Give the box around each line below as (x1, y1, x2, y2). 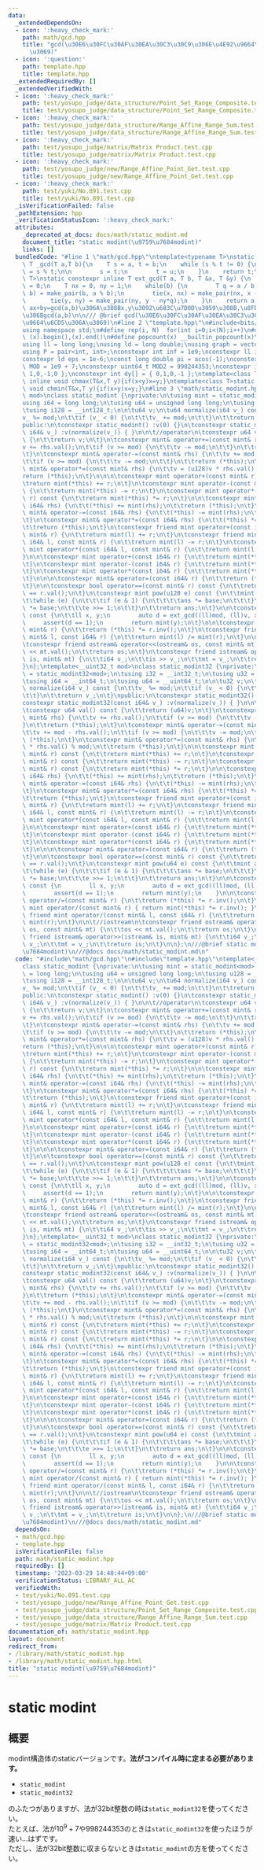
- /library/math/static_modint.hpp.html (8, 1657, 143, 1665)
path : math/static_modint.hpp (15, 1555, 114, 1562)
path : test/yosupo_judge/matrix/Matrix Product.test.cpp (22, 143, 213, 151)
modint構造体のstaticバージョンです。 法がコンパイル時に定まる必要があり (8, 1754, 247, 1763)
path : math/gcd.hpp (22, 33, 86, 42)
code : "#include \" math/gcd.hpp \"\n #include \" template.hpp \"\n (15, 955, 223, 963)
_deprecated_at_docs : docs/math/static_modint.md (22, 231, 189, 239)
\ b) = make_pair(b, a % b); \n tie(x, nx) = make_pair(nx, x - (22, 290, 258, 297)
